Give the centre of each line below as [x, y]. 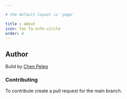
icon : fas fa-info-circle [33, 29]
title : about [20, 24]
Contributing [22, 80]
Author [17, 54]
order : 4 [15, 33]
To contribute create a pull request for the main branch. [64, 91]
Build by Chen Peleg [27, 67]
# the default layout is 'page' [40, 14]
